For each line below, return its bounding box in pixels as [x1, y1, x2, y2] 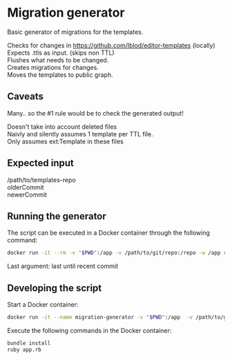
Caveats [7, 91, 43, 102]
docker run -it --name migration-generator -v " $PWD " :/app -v [7, 314, 193, 321]
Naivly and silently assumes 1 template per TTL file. [7, 129, 153, 138]
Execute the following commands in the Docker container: [7, 326, 172, 334]
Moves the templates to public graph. [7, 71, 113, 79]
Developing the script [7, 282, 102, 294]
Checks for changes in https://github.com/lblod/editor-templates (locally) [7, 41, 215, 49]
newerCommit [7, 190, 47, 199]
